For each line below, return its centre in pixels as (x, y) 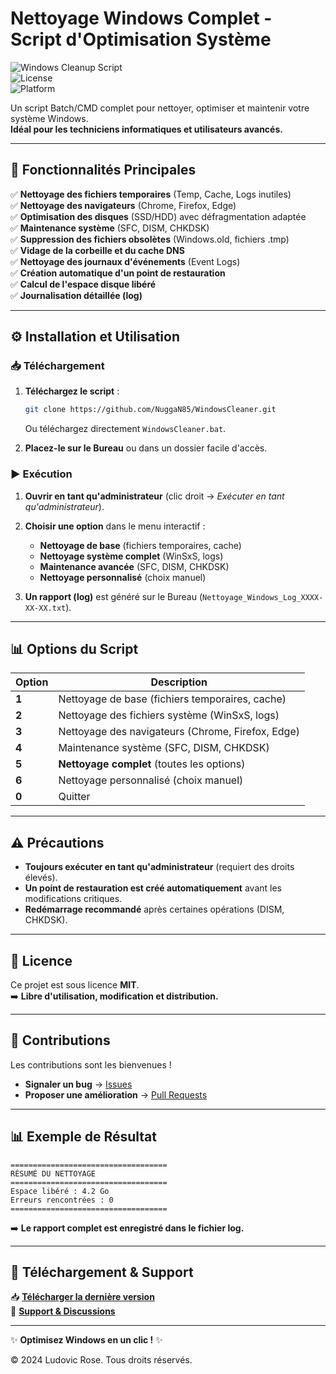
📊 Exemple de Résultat (83, 1137)
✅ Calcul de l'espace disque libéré (83, 284)
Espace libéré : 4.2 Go (60, 1191)
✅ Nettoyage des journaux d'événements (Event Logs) (125, 261)
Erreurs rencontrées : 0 (62, 1200)
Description (179, 682)
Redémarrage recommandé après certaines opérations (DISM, (154, 909)
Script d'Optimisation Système (141, 39)
